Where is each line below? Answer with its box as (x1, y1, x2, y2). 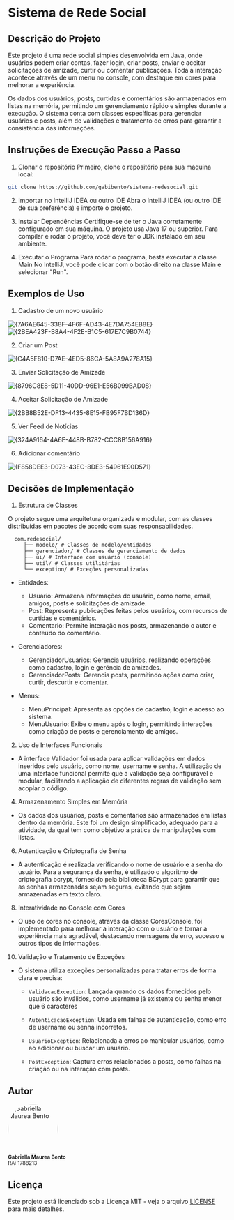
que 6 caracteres (28, 1002, 78, 1011)
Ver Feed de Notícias (17, 422, 79, 430)
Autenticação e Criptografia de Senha (17, 847, 127, 855)
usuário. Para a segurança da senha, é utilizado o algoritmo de (17, 868, 198, 876)
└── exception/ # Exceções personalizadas (23, 566, 149, 573)
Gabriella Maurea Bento (8, 1154, 66, 1161)
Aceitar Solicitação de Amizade (17, 395, 109, 403)
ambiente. (17, 239, 47, 248)
